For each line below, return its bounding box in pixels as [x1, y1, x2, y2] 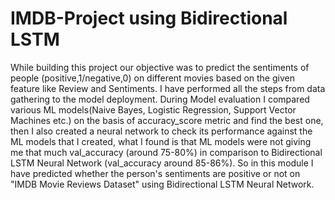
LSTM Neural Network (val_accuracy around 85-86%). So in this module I [10, 157, 314, 169]
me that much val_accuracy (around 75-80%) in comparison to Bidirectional [10, 146, 323, 158]
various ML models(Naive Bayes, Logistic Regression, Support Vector [10, 103, 297, 116]
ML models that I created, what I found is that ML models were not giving [10, 135, 312, 147]
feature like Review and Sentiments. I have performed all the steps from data [10, 82, 326, 94]
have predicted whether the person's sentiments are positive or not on [10, 167, 301, 179]
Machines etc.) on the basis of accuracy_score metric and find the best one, [10, 114, 324, 126]
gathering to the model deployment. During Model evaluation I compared [10, 93, 310, 105]
